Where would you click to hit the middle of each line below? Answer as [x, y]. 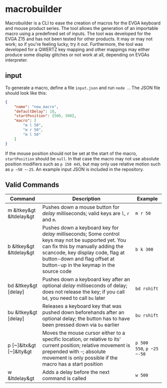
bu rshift [147, 316]
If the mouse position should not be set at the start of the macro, [71, 153]
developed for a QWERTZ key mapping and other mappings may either [78, 49]
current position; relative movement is [86, 346]
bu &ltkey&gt [22, 312]
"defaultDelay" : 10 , [35, 111]
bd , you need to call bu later [74, 298]
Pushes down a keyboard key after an [86, 279]
